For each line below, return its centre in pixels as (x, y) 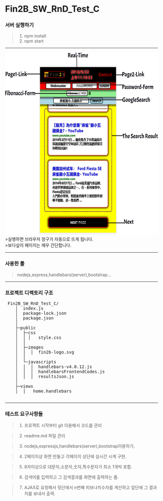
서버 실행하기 (19, 25)
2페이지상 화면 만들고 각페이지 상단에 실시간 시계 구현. (75, 457)
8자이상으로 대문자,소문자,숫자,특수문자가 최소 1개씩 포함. (78, 467)
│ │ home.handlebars (43, 391)
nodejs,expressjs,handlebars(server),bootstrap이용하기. (79, 446)
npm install (35, 36)
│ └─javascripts (36, 362)
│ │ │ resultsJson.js (45, 377)
